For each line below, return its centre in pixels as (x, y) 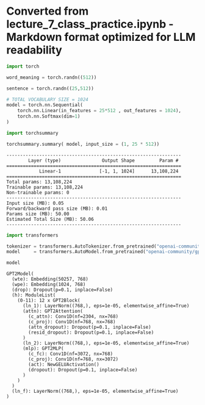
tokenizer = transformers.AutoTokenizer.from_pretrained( (81, 246)
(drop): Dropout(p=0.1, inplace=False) (63, 290)
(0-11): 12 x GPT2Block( (49, 301)
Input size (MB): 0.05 (35, 203)
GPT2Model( (20, 274)
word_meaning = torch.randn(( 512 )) (52, 77)
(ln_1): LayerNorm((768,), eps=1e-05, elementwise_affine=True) (106, 306)
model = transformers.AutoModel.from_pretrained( (76, 252)
